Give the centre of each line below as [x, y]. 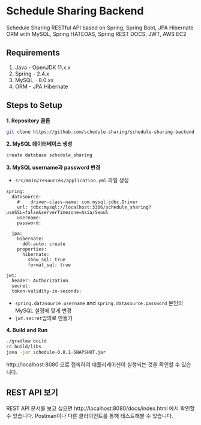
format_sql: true [49, 265]
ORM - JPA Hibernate [41, 86]
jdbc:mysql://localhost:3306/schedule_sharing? [91, 207]
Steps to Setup [34, 105]
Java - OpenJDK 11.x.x [43, 67]
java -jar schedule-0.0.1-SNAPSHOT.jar [56, 352]
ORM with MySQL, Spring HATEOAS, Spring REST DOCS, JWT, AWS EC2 [96, 34]
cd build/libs [24, 347]
